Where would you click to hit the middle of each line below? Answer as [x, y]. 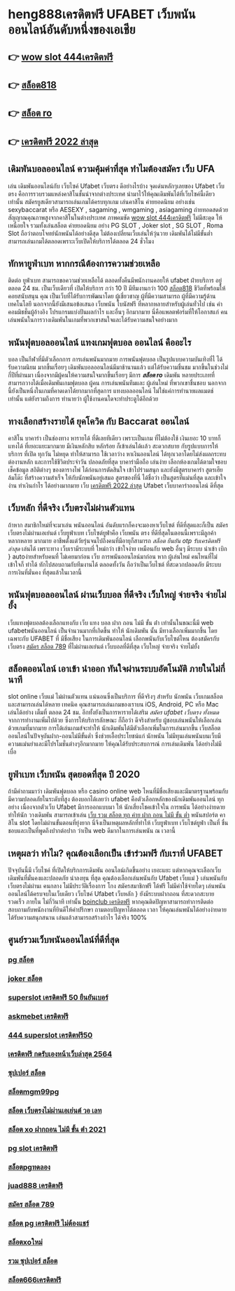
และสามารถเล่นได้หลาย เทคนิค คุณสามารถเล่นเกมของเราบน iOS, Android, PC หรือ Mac [113, 704]
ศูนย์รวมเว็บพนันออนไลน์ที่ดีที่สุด [64, 940]
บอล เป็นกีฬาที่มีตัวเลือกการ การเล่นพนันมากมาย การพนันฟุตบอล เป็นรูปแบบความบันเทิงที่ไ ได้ [115, 359]
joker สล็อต [25, 979]
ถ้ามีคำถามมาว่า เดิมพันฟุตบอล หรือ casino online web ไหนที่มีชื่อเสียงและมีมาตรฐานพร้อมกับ [118, 791]
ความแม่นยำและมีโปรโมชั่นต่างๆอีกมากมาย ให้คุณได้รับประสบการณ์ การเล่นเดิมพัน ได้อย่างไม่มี [115, 744]
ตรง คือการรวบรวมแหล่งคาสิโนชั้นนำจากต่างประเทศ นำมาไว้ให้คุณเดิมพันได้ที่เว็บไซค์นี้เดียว [112, 194]
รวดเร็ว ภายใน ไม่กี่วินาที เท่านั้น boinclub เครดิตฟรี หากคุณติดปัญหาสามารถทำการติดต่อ [111, 902]
